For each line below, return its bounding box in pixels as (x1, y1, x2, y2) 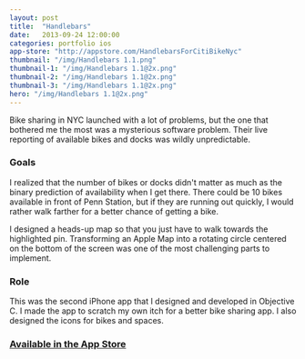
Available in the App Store (9, 338, 127, 351)
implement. (9, 252, 52, 264)
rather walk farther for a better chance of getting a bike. (9, 205, 219, 216)
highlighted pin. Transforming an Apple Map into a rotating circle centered (9, 233, 287, 244)
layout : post (9, 13, 59, 23)
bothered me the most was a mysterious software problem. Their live (9, 124, 269, 135)
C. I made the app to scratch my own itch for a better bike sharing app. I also (9, 305, 297, 316)
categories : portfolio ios (9, 38, 112, 48)
